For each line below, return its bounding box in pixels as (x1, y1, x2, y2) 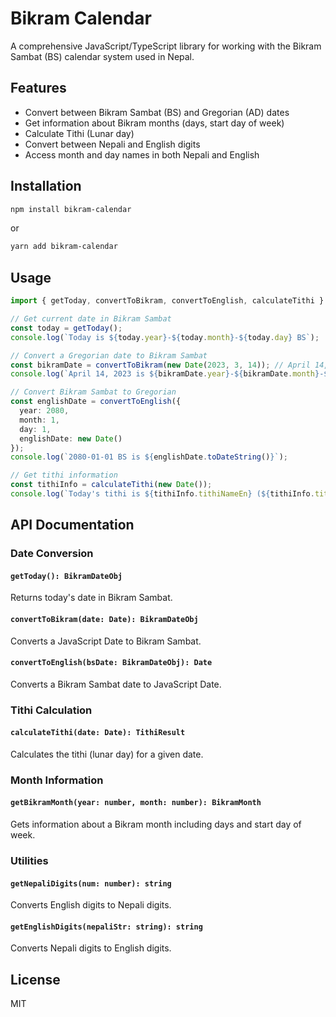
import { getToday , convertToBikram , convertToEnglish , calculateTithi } (10, 296, 325, 306)
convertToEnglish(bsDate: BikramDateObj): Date (10, 658, 213, 668)
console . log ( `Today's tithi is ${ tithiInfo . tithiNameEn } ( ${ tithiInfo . (10, 489, 315, 499)
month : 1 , (19, 415, 60, 425)
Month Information (10, 773, 104, 787)
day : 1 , (19, 424, 52, 434)
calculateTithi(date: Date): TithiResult (10, 728, 186, 738)
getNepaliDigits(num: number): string (10, 878, 172, 889)
